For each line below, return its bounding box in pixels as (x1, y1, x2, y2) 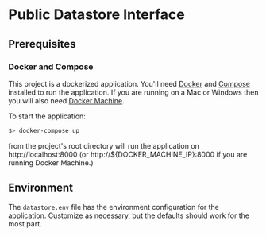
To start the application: (8, 111, 86, 121)
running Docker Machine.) (8, 157, 94, 168)
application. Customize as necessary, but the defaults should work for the (8, 211, 250, 220)
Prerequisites (8, 37, 76, 51)
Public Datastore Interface (8, 6, 185, 24)
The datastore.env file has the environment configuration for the (8, 202, 220, 211)
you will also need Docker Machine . (8, 95, 125, 105)
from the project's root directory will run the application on (8, 141, 200, 150)
